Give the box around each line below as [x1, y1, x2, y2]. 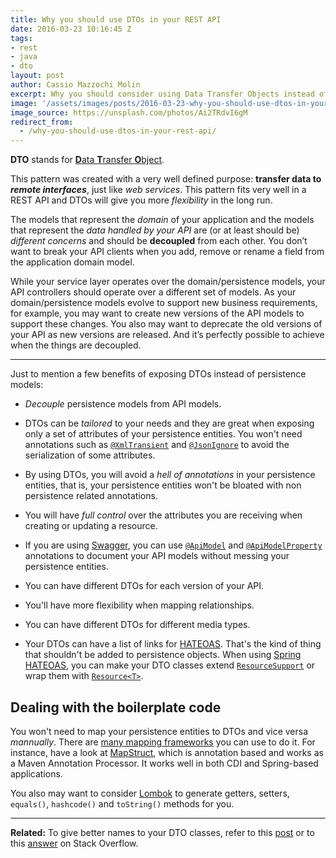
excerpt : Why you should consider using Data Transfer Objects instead [10, 89, 315, 99]
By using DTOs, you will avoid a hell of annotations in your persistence [24, 469, 316, 481]
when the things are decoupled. [10, 339, 142, 351]
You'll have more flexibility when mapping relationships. [24, 599, 255, 611]
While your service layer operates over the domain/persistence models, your [10, 276, 326, 288]
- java [10, 52, 38, 62]
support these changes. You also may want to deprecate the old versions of [10, 318, 323, 330]
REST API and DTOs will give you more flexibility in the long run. [10, 194, 273, 206]
